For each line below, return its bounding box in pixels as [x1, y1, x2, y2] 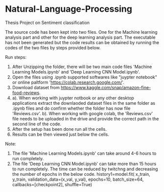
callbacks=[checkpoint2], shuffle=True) [12, 181, 93, 187]
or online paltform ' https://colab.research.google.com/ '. [12, 79, 124, 85]
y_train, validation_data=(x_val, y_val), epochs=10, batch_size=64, [12, 176, 144, 182]
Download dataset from [12, 84, 60, 90]
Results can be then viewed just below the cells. [12, 131, 109, 137]
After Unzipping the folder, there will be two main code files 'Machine [12, 64, 152, 70]
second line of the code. [12, 121, 62, 127]
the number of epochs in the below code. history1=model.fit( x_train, [12, 171, 150, 177]
